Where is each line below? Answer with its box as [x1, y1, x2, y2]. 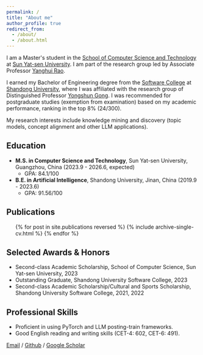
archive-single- [155, 223, 194, 231]
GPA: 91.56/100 [24, 189, 63, 196]
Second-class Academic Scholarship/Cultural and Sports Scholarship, [15, 283, 191, 290]
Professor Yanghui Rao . [6, 67, 66, 74]
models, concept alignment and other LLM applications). [6, 123, 148, 130]
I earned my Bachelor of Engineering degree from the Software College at [6, 79, 192, 86]
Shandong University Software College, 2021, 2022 [15, 289, 144, 296]
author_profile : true [6, 20, 62, 26]
